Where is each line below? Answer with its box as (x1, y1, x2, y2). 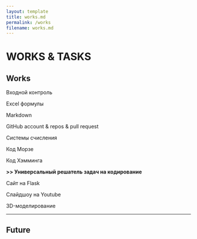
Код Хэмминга (6, 157, 43, 164)
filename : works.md (6, 25, 54, 31)
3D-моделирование (6, 203, 56, 210)
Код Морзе (6, 146, 34, 153)
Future (6, 225, 31, 235)
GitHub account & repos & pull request (6, 123, 99, 130)
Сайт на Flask (6, 180, 40, 187)
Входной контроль (6, 89, 53, 96)
